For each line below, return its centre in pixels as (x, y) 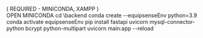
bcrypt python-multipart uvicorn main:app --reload (90, 28)
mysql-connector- (172, 22)
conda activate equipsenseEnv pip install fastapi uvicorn (77, 22)
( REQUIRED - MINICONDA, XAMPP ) (53, 9)
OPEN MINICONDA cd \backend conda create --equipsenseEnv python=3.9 (102, 15)
